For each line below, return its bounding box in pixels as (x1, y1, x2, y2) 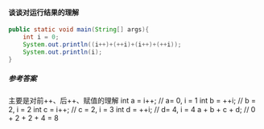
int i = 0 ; (23, 33, 60, 42)
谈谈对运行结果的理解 (8, 7, 79, 17)
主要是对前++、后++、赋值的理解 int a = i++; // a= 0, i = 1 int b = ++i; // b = (8, 95, 256, 105)
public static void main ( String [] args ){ (8, 26, 150, 34)
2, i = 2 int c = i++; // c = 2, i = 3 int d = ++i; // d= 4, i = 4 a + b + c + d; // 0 (8, 104, 256, 114)
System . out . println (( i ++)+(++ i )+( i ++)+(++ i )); (23, 40, 182, 48)
